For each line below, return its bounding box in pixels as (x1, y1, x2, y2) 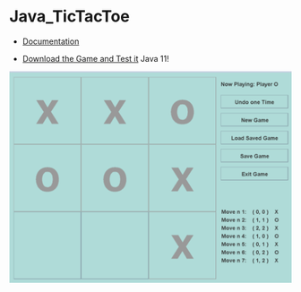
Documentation (21, 36, 80, 47)
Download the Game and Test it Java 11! (21, 53, 169, 64)
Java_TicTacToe (9, 6, 130, 27)
